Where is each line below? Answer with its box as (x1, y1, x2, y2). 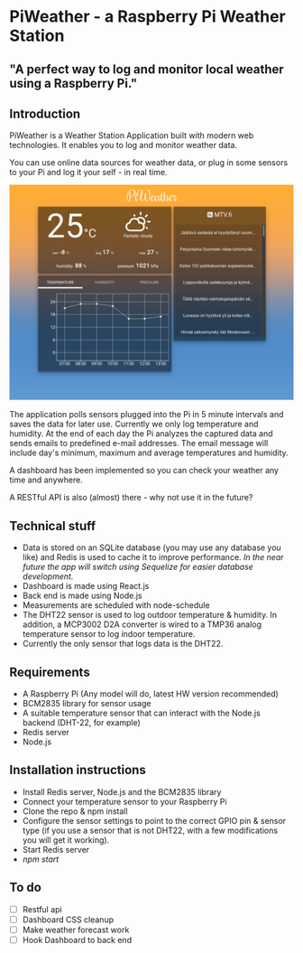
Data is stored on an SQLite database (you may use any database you (22, 542, 281, 553)
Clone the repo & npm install (22, 806, 128, 817)
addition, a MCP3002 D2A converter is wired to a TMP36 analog (22, 619, 262, 630)
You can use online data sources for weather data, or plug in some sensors (9, 157, 289, 168)
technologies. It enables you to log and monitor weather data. (9, 140, 237, 151)
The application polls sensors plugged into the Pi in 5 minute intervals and (9, 409, 284, 420)
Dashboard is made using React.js (22, 581, 150, 592)
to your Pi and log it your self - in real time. (9, 167, 168, 178)
